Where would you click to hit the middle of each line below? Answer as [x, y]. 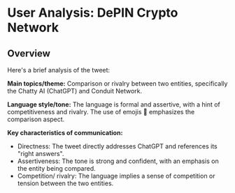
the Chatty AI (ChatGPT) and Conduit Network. [75, 91]
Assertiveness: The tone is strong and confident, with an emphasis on [118, 161]
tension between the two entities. [65, 183]
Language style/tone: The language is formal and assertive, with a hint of [114, 105]
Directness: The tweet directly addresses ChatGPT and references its [117, 146]
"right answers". [41, 154]
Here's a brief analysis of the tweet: [59, 70]
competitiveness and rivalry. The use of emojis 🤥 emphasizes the [101, 112]
